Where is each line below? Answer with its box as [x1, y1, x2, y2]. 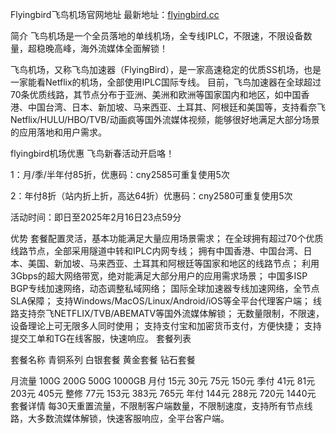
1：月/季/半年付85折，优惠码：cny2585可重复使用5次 [10, 169, 230, 180]
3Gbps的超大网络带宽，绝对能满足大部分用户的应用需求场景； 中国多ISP [10, 270, 308, 282]
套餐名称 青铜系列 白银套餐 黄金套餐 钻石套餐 [10, 354, 196, 365]
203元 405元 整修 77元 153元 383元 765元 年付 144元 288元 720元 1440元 [10, 388, 317, 399]
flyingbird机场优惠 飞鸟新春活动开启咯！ [10, 148, 175, 159]
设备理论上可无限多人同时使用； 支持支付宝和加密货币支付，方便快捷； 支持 [10, 320, 322, 332]
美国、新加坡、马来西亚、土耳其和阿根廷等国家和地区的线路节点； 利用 [27, 258, 320, 269]
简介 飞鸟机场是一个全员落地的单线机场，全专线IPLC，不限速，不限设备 [10, 30, 304, 42]
